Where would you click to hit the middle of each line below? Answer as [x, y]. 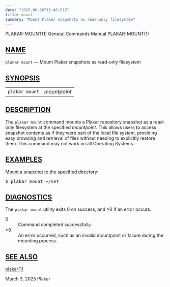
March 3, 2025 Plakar [28, 279]
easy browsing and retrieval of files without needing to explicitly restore [80, 138]
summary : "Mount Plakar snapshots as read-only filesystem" [70, 19]
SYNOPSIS [23, 78]
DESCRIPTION [28, 110]
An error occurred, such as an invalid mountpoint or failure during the [91, 235]
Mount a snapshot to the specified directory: [52, 172]
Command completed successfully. [55, 225]
